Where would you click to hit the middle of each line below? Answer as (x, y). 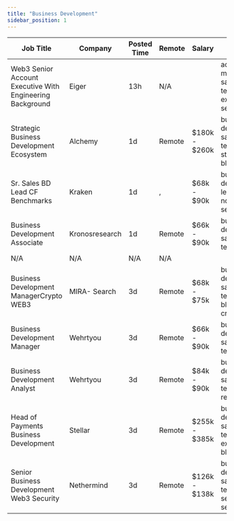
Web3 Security (35, 498)
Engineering (31, 95)
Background (31, 103)
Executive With (35, 86)
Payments (27, 425)
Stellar (80, 430)
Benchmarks (31, 200)
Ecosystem (29, 154)
